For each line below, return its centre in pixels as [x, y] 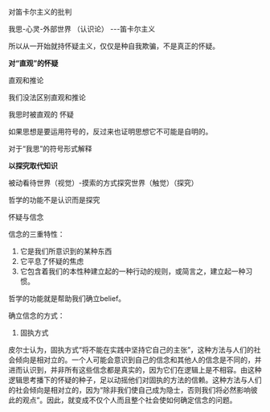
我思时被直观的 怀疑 [41, 114]
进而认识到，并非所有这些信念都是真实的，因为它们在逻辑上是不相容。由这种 [135, 370]
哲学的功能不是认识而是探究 [54, 200]
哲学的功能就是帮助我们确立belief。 [67, 299]
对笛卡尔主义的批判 [40, 12]
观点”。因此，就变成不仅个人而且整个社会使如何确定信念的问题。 [129, 400]
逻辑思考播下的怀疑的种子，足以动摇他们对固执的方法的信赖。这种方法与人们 [135, 380]
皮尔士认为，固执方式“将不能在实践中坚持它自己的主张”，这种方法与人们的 [131, 350]
